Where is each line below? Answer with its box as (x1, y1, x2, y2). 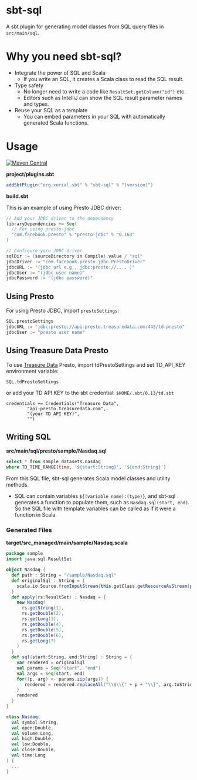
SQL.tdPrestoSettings (6, 379, 59, 385)
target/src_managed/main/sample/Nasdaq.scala (6, 539, 128, 547)
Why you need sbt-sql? (6, 50, 122, 63)
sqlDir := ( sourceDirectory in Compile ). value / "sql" (6, 253, 143, 259)
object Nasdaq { (6, 567, 46, 573)
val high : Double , (11, 736, 54, 742)
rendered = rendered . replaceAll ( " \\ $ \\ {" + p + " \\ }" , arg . (24, 681, 175, 688)
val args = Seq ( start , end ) (16, 671, 85, 677)
